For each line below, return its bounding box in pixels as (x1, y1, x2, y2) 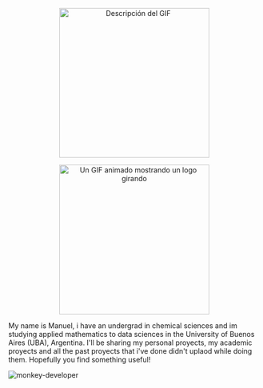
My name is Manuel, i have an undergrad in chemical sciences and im (8, 321, 237, 331)
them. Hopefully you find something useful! (8, 355, 151, 364)
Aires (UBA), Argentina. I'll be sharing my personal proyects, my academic (8, 338, 253, 347)
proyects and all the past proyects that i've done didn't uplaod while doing (8, 346, 253, 355)
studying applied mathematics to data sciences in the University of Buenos (8, 330, 255, 339)
